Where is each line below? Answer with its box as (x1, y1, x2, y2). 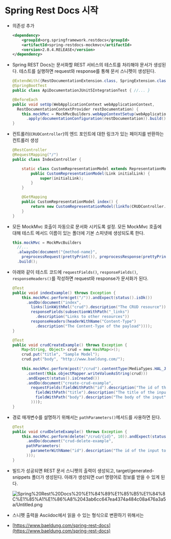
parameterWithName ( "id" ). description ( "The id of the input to (31, 448, 166, 454)
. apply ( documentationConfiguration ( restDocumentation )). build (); (26, 116, 168, 121)
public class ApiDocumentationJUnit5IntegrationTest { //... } (12, 88, 151, 93)
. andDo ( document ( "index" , (26, 300, 81, 305)
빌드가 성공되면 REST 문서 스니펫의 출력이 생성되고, (12, 467, 116, 473)
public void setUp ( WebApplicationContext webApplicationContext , (12, 102, 155, 107)
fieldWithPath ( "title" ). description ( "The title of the (35, 390, 155, 395)
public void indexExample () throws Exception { (12, 290, 116, 295)
